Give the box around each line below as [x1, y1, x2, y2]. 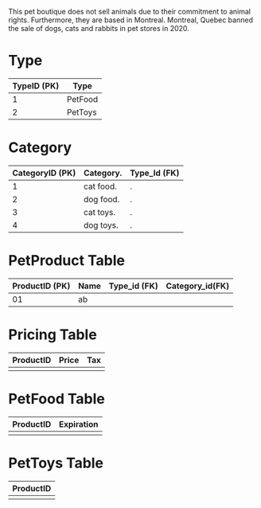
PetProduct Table [8, 252, 126, 270]
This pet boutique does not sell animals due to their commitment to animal [8, 7, 251, 16]
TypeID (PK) [12, 80, 60, 91]
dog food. [83, 193, 120, 205]
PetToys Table [8, 454, 104, 472]
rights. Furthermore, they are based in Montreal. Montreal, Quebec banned [8, 15, 253, 25]
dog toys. [83, 219, 119, 230]
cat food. [83, 181, 117, 192]
